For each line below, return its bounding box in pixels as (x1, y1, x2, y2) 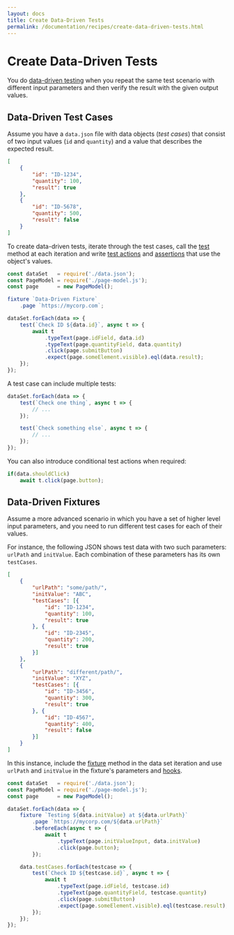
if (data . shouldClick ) (7, 470, 70, 478)
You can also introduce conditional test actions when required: (7, 457, 187, 465)
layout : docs (7, 10, 45, 17)
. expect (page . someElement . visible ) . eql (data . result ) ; (44, 354, 204, 361)
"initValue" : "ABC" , (32, 591, 92, 598)
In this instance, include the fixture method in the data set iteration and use (7, 759, 222, 767)
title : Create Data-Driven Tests (7, 17, 104, 24)
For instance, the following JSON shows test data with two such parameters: (7, 543, 227, 552)
